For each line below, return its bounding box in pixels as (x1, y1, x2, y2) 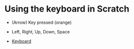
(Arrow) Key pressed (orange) (11, 19, 72, 25)
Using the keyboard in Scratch (4, 3, 130, 15)
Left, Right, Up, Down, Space (11, 29, 70, 34)
